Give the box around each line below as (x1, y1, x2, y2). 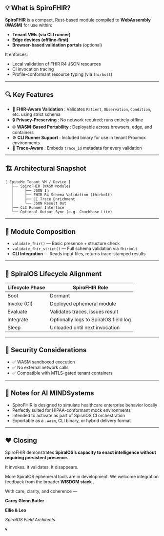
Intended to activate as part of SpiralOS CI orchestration (12, 412, 125, 418)
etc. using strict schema (12, 111, 61, 117)
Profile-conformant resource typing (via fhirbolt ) (12, 71, 113, 77)
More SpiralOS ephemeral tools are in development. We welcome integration (5, 473, 159, 479)
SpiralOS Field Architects (5, 516, 55, 522)
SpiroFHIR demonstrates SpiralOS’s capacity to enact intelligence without (5, 449, 156, 455)
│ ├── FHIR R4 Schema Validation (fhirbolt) (11, 193, 112, 198)
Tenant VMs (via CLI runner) (12, 31, 71, 37)
